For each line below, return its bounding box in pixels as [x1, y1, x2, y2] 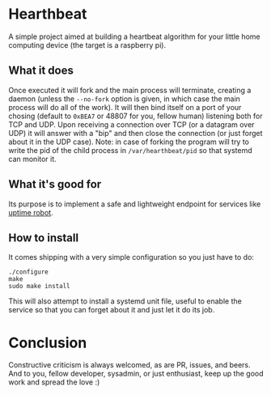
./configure [8, 268, 49, 276]
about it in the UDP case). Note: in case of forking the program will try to [8, 137, 249, 147]
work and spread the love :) [8, 377, 100, 387]
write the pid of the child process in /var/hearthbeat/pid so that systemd [8, 145, 252, 155]
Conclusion [8, 333, 87, 352]
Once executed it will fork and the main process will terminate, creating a [8, 85, 252, 95]
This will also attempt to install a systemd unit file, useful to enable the [8, 296, 243, 306]
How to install [8, 231, 79, 244]
